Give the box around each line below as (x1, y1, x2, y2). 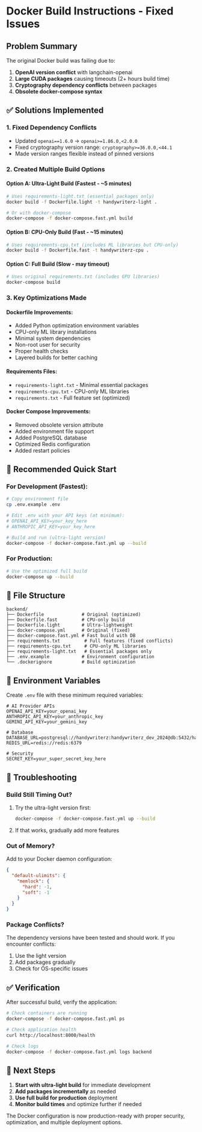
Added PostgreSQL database (14, 434, 87, 441)
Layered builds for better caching (14, 354, 98, 361)
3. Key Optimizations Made (6, 294, 87, 302)
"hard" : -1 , (22, 884, 52, 890)
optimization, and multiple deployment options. (6, 1119, 123, 1126)
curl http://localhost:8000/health (6, 1032, 96, 1038)
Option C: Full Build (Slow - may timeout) (6, 260, 110, 268)
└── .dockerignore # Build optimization (6, 659, 136, 665)
